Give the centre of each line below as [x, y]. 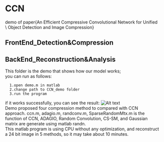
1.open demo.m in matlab [35, 85]
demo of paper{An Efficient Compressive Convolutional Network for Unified [81, 22]
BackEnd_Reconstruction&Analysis [60, 59]
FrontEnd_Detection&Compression [59, 43]
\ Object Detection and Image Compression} [50, 27]
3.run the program [28, 94]
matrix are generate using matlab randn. [46, 124]
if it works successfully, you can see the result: [52, 103]
